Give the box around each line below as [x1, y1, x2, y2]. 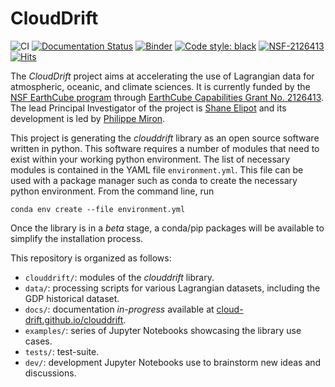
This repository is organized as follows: [10, 252, 172, 264]
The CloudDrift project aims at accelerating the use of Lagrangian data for [10, 70, 315, 82]
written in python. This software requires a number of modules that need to [10, 142, 320, 154]
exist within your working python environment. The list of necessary [10, 153, 291, 165]
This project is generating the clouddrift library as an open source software [10, 132, 320, 144]
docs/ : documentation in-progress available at [24, 303, 215, 315]
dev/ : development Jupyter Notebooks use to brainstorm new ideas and [24, 356, 322, 368]
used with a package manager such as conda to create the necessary [10, 174, 298, 186]
